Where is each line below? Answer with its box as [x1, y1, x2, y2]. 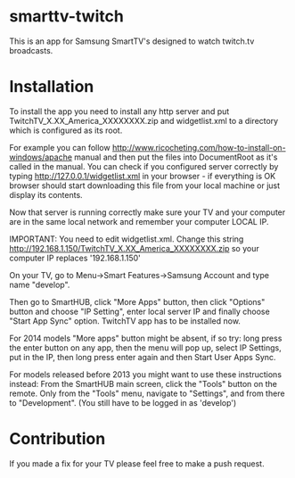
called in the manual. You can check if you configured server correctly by [9, 161, 279, 171]
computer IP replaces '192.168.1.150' [9, 252, 141, 263]
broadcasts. [9, 45, 53, 55]
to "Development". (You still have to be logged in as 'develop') [9, 397, 237, 408]
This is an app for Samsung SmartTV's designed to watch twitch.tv [9, 36, 255, 46]
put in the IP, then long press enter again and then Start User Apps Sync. [9, 351, 276, 362]
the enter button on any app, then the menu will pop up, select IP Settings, [9, 342, 283, 353]
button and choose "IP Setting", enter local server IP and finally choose [9, 306, 270, 317]
